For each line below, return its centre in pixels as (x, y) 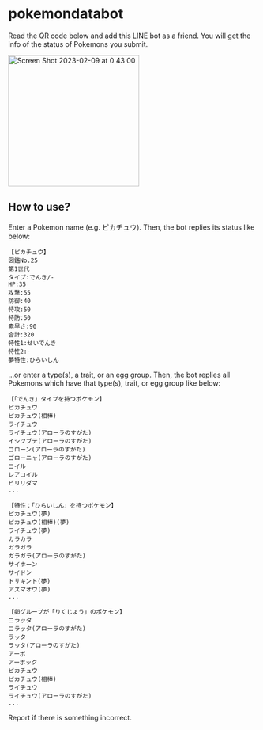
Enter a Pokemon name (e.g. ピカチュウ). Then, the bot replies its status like (131, 227)
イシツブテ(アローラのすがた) (50, 441)
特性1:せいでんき (32, 343)
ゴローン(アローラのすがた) (47, 449)
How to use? (39, 207)
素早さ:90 (23, 326)
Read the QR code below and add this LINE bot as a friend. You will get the (130, 36)
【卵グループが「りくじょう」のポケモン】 (67, 612)
